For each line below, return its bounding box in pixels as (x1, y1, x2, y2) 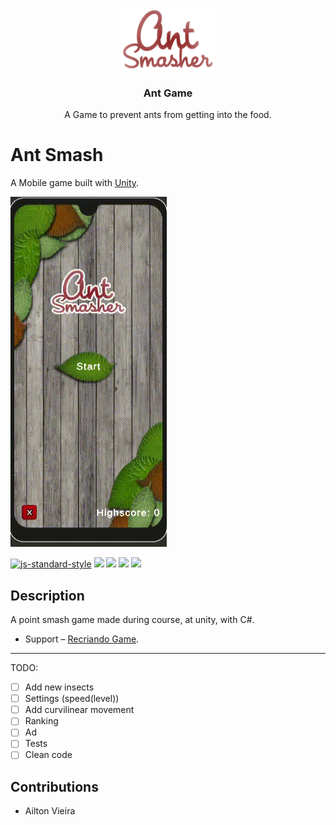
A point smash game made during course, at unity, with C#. (10, 614, 255, 626)
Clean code (24, 749, 73, 761)
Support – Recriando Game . (24, 633, 140, 645)
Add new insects (24, 681, 95, 693)
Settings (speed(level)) (24, 693, 120, 705)
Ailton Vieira (24, 805, 76, 817)
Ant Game (143, 86, 193, 100)
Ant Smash (10, 144, 104, 167)
